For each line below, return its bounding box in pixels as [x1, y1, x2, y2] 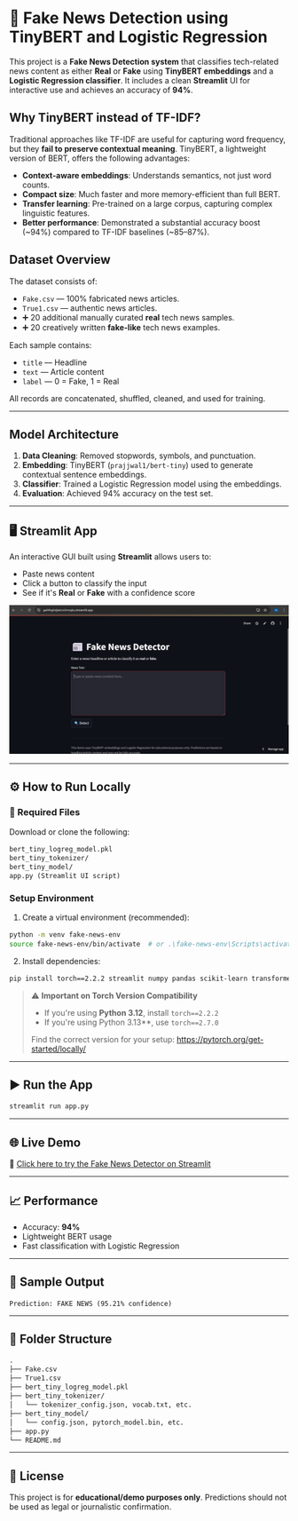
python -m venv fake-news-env [9, 930, 122, 939]
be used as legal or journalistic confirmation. [9, 1501, 172, 1512]
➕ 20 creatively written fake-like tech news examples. [21, 321, 221, 332]
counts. [21, 179, 51, 190]
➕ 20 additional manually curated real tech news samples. [21, 312, 235, 322]
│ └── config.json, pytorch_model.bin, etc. [9, 1418, 184, 1428]
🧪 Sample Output [9, 1274, 105, 1290]
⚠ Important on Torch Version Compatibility [30, 990, 198, 1001]
